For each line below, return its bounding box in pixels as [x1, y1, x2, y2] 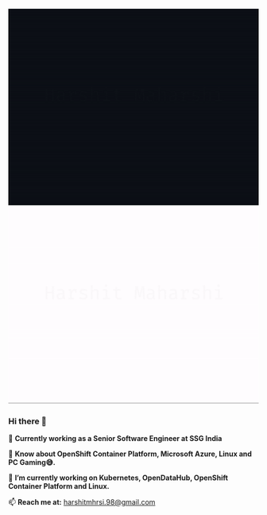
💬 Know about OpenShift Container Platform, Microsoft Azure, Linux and [8, 449, 253, 458]
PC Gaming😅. [8, 457, 56, 466]
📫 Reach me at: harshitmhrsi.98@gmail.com [8, 497, 156, 506]
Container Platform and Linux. [8, 481, 110, 490]
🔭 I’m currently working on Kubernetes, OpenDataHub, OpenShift [8, 473, 229, 482]
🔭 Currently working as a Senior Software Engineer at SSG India [8, 433, 222, 443]
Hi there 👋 [8, 416, 48, 427]
